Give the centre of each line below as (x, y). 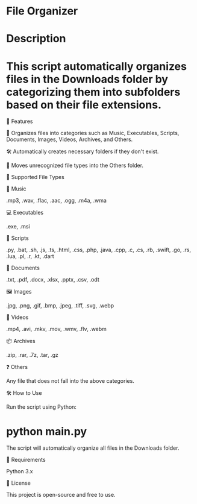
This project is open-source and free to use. (61, 495)
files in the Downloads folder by (87, 79)
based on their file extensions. (84, 105)
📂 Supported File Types (35, 177)
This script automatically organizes (96, 66)
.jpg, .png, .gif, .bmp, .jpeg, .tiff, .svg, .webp (60, 306)
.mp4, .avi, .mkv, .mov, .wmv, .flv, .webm (57, 329)
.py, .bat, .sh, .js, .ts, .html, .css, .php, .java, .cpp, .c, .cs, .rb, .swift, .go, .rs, (99, 250)
